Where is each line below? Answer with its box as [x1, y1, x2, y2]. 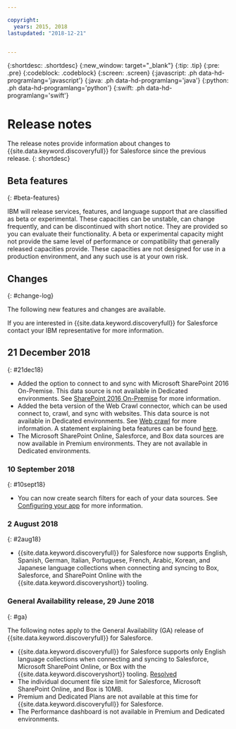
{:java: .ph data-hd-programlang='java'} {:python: [84, 76, 229, 85]
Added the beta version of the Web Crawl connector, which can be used [17, 402, 228, 410]
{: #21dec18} [7, 365, 44, 374]
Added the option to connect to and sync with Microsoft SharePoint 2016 [17, 379, 229, 387]
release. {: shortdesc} [7, 155, 70, 163]
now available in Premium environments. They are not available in [17, 439, 208, 447]
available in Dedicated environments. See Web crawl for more [17, 416, 197, 425]
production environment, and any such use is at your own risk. [7, 252, 189, 261]
